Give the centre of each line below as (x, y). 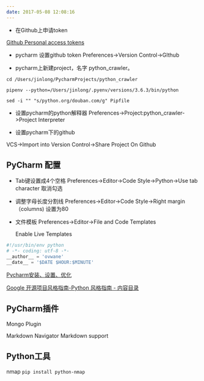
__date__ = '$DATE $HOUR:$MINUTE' (50, 263)
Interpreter (52, 119)
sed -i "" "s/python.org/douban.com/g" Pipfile (68, 101)
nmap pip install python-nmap (46, 371)
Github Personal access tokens (45, 42)
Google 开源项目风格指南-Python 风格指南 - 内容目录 (73, 288)
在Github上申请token (41, 30)
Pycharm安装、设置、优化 (39, 274)
